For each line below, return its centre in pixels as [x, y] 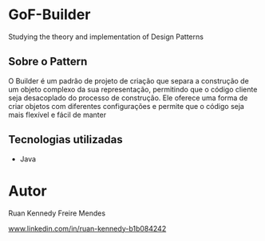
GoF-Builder [49, 15]
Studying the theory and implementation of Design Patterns [106, 37]
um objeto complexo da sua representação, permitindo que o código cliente [133, 89]
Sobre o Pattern [48, 62]
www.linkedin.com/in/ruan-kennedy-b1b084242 [87, 228]
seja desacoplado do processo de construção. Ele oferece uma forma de [128, 98]
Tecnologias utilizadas [65, 140]
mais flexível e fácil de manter [57, 115]
